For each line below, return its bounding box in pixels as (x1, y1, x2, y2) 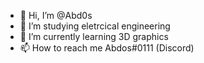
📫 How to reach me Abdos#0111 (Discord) (19, 42, 195, 54)
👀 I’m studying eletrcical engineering (19, 20, 171, 32)
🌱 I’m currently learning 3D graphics (19, 31, 169, 42)
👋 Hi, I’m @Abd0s (19, 10, 93, 21)
